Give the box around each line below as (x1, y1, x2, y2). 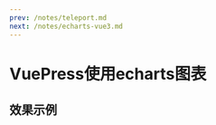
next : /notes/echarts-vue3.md (9, 22, 124, 31)
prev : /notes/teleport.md (9, 13, 107, 23)
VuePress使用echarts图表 (9, 63, 207, 84)
